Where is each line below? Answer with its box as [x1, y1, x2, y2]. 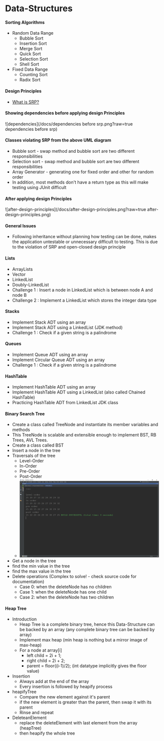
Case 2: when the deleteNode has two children [19, 594, 114, 600]
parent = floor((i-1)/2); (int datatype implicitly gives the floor [26, 663, 147, 669]
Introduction [12, 616, 37, 622]
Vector [12, 271, 26, 277]
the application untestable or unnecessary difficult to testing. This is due [12, 239, 158, 245]
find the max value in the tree [12, 568, 71, 574]
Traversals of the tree [12, 453, 56, 459]
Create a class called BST [12, 442, 64, 448]
